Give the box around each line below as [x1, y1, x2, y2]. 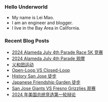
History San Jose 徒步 [11, 73, 57, 79]
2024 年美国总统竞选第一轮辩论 [11, 91, 76, 97]
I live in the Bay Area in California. [11, 25, 80, 31]
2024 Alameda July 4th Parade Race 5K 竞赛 [11, 49, 103, 55]
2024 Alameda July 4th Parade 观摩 [11, 55, 85, 61]
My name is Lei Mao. [11, 15, 54, 21]
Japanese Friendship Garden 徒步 [11, 79, 81, 85]
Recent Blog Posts [4, 37, 49, 44]
